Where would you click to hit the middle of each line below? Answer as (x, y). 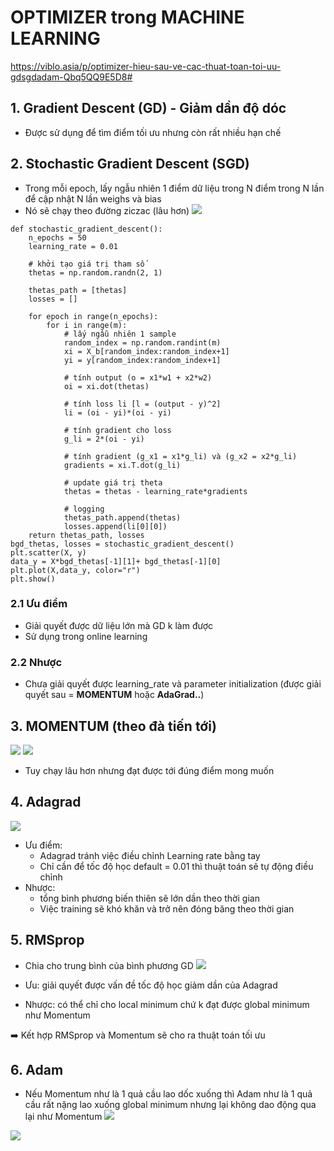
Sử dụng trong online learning (86, 636)
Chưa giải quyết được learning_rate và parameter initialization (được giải (173, 684)
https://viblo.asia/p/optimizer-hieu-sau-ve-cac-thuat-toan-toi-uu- (146, 66)
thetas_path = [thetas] (78, 290)
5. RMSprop (47, 940)
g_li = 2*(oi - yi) (104, 439)
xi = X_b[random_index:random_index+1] (146, 351)
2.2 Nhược (36, 662)
